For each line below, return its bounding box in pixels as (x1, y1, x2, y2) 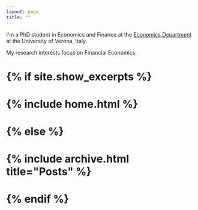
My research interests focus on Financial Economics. (6, 49, 137, 56)
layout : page (6, 8, 39, 15)
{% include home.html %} (6, 97, 138, 111)
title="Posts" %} (6, 165, 92, 179)
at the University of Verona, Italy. (6, 37, 88, 44)
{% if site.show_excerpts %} (6, 70, 152, 83)
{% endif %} (6, 193, 69, 206)
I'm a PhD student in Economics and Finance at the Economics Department (6, 31, 192, 38)
